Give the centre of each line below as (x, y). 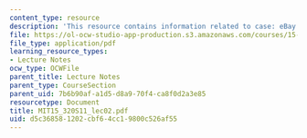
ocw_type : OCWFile (44, 69)
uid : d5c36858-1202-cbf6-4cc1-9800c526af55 (94, 119)
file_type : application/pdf (63, 43)
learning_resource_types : (58, 52)
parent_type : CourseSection (63, 85)
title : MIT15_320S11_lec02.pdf (69, 111)
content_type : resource (55, 18)
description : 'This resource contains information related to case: (143, 26)
